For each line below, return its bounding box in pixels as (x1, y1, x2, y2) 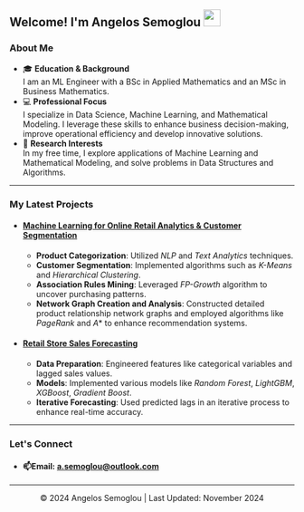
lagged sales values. (35, 368, 113, 379)
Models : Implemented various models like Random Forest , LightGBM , (35, 378, 295, 389)
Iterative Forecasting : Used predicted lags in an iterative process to (35, 397, 290, 408)
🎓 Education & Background (22, 63, 129, 73)
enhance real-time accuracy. (35, 407, 144, 418)
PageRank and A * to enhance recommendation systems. (35, 317, 248, 328)
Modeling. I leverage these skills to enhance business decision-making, (22, 119, 290, 130)
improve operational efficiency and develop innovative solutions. (22, 128, 263, 139)
